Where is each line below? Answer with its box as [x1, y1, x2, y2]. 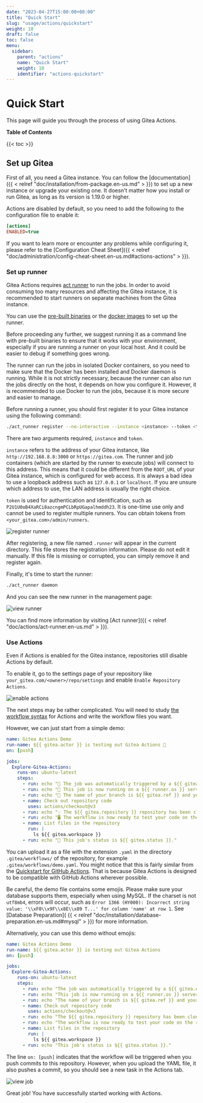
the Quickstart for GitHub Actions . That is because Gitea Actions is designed [6, 867, 197, 875]
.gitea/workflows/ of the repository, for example [6, 854, 128, 861]
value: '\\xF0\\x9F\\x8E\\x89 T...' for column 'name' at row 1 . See [6, 904, 184, 912]
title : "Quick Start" [6, 15, 61, 21]
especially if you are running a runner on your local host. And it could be [6, 343, 186, 351]
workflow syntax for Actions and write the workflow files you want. [6, 713, 173, 720]
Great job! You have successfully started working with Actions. [6, 1089, 163, 1096]
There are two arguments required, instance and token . [6, 434, 144, 442]
